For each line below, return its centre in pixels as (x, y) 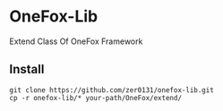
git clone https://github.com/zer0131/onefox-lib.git (112, 90)
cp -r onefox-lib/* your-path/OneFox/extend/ (95, 98)
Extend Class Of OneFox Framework (76, 41)
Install (27, 69)
